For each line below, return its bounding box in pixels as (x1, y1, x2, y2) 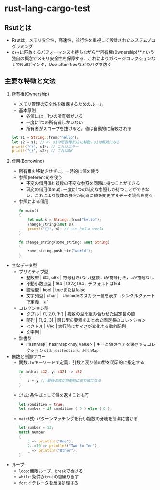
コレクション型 (18, 305, 49, 311)
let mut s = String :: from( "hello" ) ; (28, 217, 102, 222)
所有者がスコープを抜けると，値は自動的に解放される (26, 125, 131, 131)
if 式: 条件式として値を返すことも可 (18, 392, 89, 398)
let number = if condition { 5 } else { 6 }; (18, 406, 112, 411)
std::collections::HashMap (44, 348, 99, 353)
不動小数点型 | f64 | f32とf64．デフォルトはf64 (26, 281, 121, 287)
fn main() (18, 208, 39, 213)
